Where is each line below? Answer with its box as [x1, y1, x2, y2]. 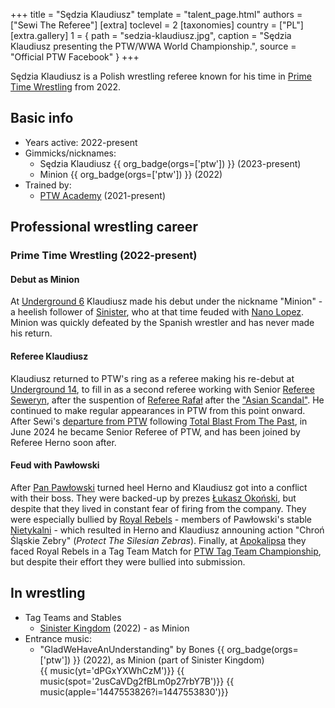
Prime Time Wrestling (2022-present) [10, 249, 198, 263]
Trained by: [24, 179, 72, 191]
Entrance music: [24, 632, 92, 644]
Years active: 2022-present [24, 136, 138, 148]
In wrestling [10, 585, 86, 602]
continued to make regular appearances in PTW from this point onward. [10, 404, 306, 416]
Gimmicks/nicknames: [24, 147, 117, 159]
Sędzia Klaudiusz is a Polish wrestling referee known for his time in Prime [10, 70, 312, 82]
